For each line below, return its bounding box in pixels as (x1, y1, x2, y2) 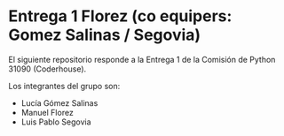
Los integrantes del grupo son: (8, 80, 121, 91)
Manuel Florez (20, 107, 75, 117)
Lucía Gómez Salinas (20, 97, 99, 108)
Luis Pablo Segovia (20, 117, 91, 127)
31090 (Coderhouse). (8, 64, 87, 74)
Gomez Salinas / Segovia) (8, 25, 201, 45)
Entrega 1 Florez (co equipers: (8, 6, 233, 26)
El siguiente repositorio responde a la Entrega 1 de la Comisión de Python (8, 54, 276, 64)
